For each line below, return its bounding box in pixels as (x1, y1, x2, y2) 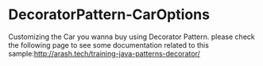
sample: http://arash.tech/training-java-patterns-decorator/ (8, 49, 200, 58)
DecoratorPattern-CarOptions (8, 6, 211, 24)
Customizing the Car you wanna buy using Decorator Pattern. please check (8, 32, 256, 41)
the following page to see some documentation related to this (8, 40, 209, 49)
